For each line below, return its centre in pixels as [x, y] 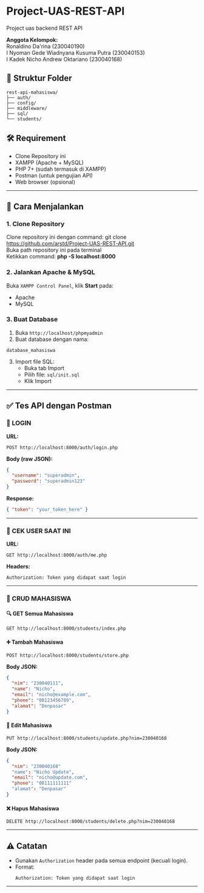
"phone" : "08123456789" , [43, 700]
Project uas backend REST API [45, 28]
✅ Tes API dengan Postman [59, 406]
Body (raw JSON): [29, 459]
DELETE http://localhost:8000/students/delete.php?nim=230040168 [90, 822]
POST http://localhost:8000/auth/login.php [62, 447]
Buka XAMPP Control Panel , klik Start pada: [60, 285]
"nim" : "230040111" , [38, 683]
